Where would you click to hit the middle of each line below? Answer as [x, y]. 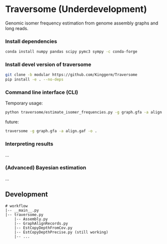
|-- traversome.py [24, 214]
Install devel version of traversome [48, 64]
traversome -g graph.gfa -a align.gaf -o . [51, 131]
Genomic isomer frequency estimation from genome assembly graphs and [82, 23]
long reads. [17, 28]
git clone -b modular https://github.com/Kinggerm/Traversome [71, 75]
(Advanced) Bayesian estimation [46, 167]
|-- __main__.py [22, 210]
